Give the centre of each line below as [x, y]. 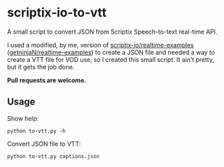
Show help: [23, 118]
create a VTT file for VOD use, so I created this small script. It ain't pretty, [111, 59]
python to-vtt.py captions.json [53, 156]
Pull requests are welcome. [47, 80]
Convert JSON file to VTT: [44, 144]
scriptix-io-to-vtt [57, 13]
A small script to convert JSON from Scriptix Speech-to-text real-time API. [112, 32]
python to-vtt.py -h [37, 131]
